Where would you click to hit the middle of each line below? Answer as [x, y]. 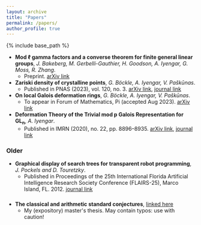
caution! [34, 217]
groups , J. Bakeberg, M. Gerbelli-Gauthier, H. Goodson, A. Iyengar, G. [101, 64]
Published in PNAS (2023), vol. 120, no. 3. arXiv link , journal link [103, 89]
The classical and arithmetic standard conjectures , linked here [94, 204]
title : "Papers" [26, 17]
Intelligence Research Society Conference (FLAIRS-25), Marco [101, 183]
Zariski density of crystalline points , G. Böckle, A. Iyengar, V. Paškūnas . [105, 83]
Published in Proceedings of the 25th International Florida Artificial [106, 176]
